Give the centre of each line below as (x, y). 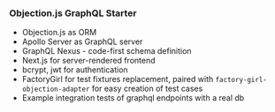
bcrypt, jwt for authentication (75, 70)
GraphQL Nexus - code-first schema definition (107, 51)
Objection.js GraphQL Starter (73, 13)
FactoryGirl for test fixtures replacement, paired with (118, 79)
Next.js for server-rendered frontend (89, 61)
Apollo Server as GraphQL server (82, 41)
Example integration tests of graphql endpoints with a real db (133, 98)
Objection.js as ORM (59, 33)
